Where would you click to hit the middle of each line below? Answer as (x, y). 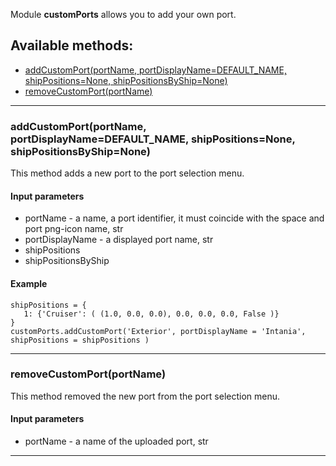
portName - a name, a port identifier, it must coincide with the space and (174, 218)
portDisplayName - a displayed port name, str (119, 240)
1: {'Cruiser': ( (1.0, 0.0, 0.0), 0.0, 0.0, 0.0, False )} (151, 314)
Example (29, 283)
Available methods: (72, 45)
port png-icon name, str (74, 229)
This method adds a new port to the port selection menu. (127, 173)
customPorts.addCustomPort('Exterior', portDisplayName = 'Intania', (158, 331)
